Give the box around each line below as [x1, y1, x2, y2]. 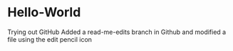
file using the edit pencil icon [7, 35, 93, 43]
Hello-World [7, 4, 81, 21]
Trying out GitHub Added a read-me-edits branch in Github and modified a [7, 28, 227, 36]
